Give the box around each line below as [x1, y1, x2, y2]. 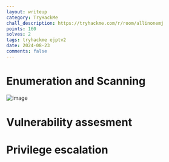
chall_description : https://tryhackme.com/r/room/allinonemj [6, 20, 164, 26]
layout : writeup [6, 8, 47, 15]
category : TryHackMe [6, 15, 59, 21]
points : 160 [6, 25, 36, 32]
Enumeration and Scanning [6, 74, 146, 88]
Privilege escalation [6, 143, 108, 157]
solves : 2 [6, 31, 31, 37]
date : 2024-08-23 [6, 43, 50, 49]
